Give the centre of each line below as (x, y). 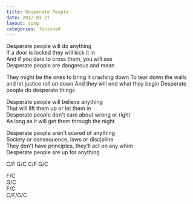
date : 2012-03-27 (28, 18)
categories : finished (34, 29)
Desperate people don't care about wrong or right (68, 115)
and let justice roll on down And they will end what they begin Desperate (97, 84)
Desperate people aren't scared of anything (61, 133)
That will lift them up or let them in (49, 108)
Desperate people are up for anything (53, 152)
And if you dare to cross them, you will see (60, 59)
